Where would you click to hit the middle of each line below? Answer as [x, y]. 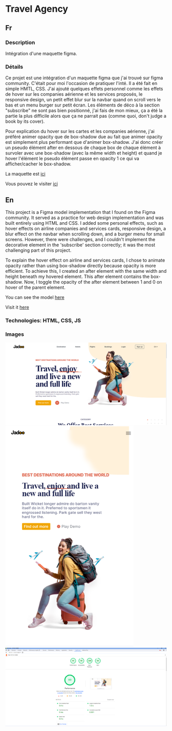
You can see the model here [35, 297]
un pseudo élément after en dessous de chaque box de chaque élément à [83, 148]
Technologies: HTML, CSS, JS [43, 320]
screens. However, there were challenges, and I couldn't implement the [80, 239]
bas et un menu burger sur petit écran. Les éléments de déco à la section [82, 105]
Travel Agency [37, 9]
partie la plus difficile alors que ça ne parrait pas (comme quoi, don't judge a [86, 116]
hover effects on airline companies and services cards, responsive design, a [86, 228]
